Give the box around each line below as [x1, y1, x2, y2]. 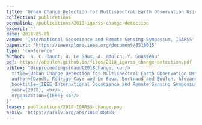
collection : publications [6, 14, 71, 20]
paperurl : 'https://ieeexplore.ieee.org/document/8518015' [6, 43, 158, 49]
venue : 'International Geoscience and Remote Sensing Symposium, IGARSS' [6, 37, 195, 43]
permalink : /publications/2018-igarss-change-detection [6, 20, 149, 26]
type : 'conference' [6, 48, 55, 54]
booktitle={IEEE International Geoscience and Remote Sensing [11, 82, 171, 88]
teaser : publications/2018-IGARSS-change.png [6, 103, 122, 110]
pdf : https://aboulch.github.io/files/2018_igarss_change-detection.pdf [6, 59, 192, 65]
